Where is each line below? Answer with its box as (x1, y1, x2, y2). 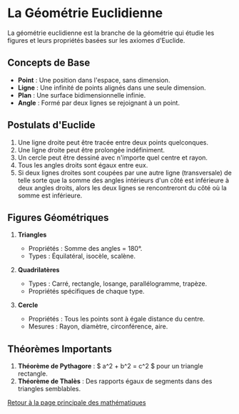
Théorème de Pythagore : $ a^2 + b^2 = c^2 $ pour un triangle (17, 362, 203, 371)
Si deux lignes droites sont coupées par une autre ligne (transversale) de (17, 168, 232, 177)
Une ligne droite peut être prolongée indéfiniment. (17, 145, 166, 154)
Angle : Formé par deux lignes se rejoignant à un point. (17, 98, 180, 107)
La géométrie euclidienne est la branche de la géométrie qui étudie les (7, 29, 215, 37)
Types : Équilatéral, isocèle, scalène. (28, 252, 136, 261)
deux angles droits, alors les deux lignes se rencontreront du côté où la (17, 183, 227, 192)
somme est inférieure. (17, 191, 83, 200)
